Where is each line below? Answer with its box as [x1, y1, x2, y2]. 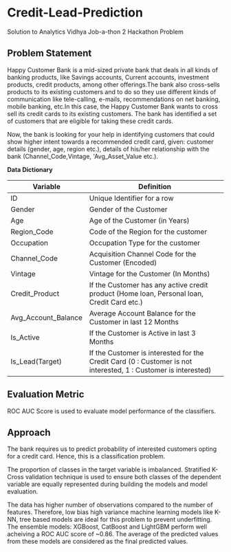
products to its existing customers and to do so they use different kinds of [7, 87, 217, 96]
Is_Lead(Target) [10, 356, 62, 366]
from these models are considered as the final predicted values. [7, 538, 188, 546]
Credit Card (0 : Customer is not [89, 356, 192, 366]
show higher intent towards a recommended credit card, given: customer [7, 137, 214, 146]
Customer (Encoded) [89, 258, 157, 267]
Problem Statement [7, 47, 92, 59]
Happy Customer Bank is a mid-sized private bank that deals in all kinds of [7, 65, 219, 74]
